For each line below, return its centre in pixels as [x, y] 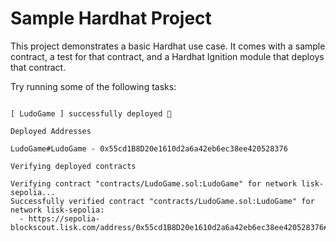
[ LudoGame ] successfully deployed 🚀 [91, 113]
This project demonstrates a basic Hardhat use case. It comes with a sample [168, 46]
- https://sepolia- [60, 218]
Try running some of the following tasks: [93, 86]
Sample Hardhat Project [111, 18]
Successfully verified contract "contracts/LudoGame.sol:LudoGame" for [162, 201]
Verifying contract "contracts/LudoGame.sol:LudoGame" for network [154, 183]
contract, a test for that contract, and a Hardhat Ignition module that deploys [167, 56]
